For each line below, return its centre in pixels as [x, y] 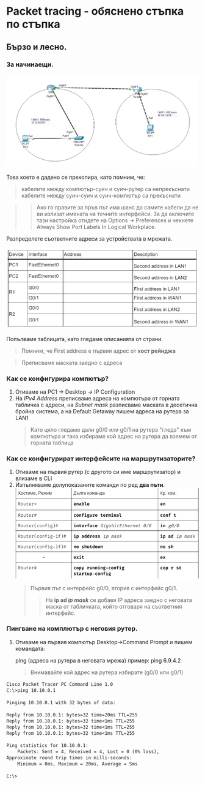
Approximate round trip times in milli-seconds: [69, 757]
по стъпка [34, 24]
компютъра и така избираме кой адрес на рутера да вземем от [113, 436]
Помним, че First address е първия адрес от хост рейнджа [98, 351]
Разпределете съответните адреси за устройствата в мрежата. [89, 239]
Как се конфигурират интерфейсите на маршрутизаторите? [101, 459]
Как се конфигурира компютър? [57, 378]
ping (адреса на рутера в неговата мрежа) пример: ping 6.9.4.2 [98, 660]
